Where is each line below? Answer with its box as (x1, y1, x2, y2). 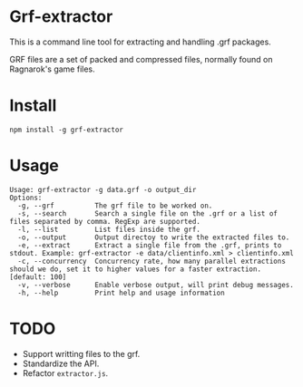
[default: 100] (9, 272, 67, 282)
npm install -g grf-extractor (9, 125, 124, 134)
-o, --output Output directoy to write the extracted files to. (17, 233, 290, 242)
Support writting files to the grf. (22, 348, 141, 359)
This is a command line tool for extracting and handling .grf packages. (9, 36, 272, 47)
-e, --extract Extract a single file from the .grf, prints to (17, 240, 282, 250)
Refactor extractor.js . (22, 367, 109, 378)
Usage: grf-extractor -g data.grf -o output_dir (9, 185, 197, 194)
